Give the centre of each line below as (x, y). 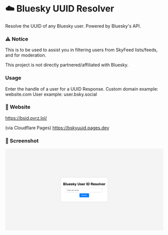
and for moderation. (26, 55)
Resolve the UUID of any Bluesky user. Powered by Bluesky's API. (73, 26)
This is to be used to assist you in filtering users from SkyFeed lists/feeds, (81, 50)
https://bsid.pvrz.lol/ (26, 118)
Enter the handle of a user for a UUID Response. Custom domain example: (82, 89)
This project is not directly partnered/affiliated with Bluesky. (67, 65)
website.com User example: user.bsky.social (51, 94)
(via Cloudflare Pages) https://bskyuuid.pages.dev (57, 128)
